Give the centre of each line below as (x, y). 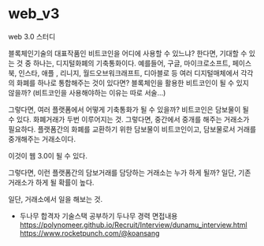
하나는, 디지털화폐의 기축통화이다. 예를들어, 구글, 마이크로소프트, (132, 63)
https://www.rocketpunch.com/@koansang (89, 233)
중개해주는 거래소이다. (42, 139)
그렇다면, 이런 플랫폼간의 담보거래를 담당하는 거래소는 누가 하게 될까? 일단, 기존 (130, 172)
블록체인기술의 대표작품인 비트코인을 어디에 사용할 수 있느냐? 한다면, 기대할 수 (128, 53)
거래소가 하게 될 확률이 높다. (51, 182)
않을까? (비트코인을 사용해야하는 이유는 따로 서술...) (87, 92)
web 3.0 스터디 (32, 36)
